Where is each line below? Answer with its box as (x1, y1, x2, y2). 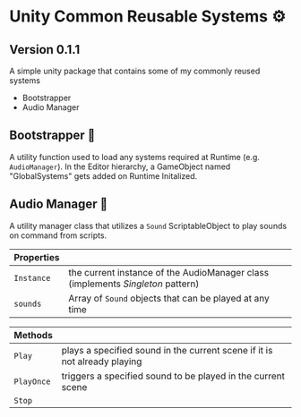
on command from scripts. (9, 230, 107, 241)
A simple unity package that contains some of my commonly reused (9, 65, 261, 76)
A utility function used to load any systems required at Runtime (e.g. (9, 151, 260, 162)
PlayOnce (13, 376, 51, 387)
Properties (13, 251, 60, 263)
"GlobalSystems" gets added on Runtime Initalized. (9, 170, 198, 181)
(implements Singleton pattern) (68, 277, 200, 290)
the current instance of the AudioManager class (68, 266, 270, 278)
